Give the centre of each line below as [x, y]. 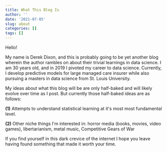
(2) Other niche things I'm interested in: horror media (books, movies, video [83, 124]
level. [11, 114]
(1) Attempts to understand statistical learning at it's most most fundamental [83, 109]
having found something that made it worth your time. [61, 144]
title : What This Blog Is [32, 10]
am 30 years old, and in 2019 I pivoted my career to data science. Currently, [83, 68]
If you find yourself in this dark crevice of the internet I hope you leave [78, 139]
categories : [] [21, 29]
